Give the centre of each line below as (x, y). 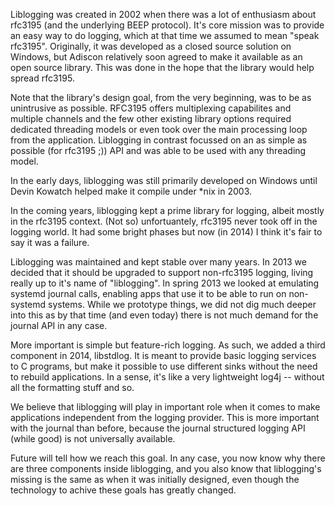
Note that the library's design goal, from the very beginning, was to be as (161, 97)
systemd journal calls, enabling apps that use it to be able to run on (148, 293)
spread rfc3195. (42, 78)
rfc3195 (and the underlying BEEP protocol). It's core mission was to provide (167, 25)
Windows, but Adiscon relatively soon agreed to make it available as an (156, 57)
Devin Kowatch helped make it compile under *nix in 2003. (131, 191)
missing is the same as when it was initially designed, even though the (155, 479)
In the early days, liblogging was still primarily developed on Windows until (164, 180)
